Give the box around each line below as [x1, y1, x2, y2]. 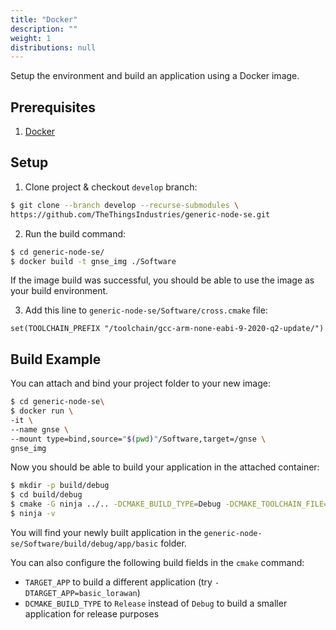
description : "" [10, 24, 78, 34]
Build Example [10, 351, 102, 368]
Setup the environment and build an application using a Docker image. [10, 70, 300, 82]
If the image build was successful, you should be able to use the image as [10, 274, 315, 286]
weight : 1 [10, 33, 52, 43]
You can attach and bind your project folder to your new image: [10, 377, 271, 390]
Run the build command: [24, 227, 127, 240]
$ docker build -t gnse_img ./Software [10, 256, 177, 266]
